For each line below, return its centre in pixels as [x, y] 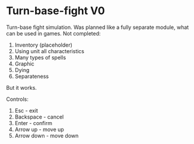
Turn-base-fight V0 [55, 11]
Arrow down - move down [47, 135]
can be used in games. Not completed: [53, 33]
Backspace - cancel [39, 117]
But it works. [22, 87]
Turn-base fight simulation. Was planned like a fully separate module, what [98, 27]
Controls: [17, 99]
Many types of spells [40, 57]
